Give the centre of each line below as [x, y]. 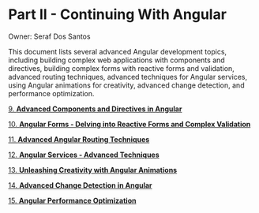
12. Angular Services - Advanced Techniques [84, 155]
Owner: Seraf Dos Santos [49, 36]
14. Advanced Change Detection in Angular [80, 185]
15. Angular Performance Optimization [72, 200]
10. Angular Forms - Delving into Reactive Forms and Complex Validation [129, 124]
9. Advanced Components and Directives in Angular [95, 109]
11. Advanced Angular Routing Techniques [79, 139]
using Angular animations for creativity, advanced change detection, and [126, 85]
